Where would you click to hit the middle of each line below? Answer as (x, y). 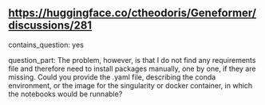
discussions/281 (50, 26)
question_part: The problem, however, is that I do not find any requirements (132, 60)
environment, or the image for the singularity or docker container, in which (131, 85)
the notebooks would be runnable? (65, 94)
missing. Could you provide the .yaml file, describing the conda (112, 77)
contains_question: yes (46, 45)
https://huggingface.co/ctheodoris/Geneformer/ (132, 13)
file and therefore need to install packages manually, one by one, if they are (132, 68)
